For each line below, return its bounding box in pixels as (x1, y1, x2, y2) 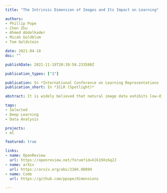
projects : (5, 126, 26, 131)
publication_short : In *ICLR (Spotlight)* (5, 85, 94, 90)
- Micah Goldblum (5, 35, 41, 40)
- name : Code (5, 172, 32, 177)
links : (5, 148, 19, 154)
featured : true (5, 139, 37, 145)
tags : (5, 103, 16, 108)
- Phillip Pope (5, 21, 37, 26)
